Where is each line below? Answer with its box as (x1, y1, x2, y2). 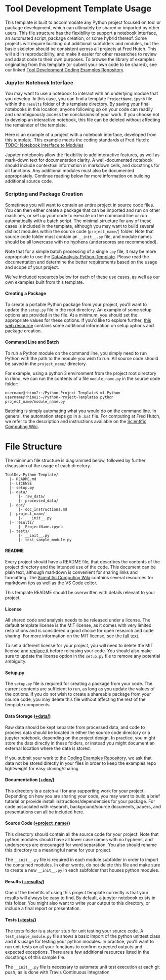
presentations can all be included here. (5, 809, 84, 815)
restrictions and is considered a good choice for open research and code (5, 628, 154, 634)
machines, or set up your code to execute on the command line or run (5, 212, 147, 218)
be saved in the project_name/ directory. (5, 361, 87, 367)
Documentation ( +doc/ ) (5, 777, 55, 783)
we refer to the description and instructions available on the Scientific (5, 418, 147, 424)
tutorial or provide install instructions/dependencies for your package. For (5, 798, 156, 804)
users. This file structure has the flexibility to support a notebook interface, (5, 30, 158, 36)
